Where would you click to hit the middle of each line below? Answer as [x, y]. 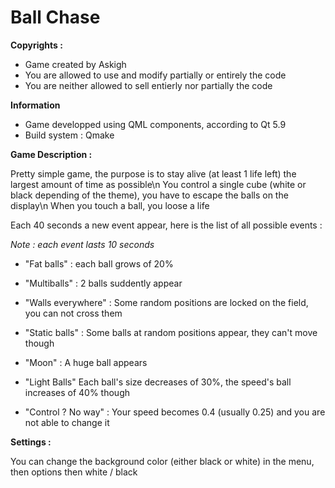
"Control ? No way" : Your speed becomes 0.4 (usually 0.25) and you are [175, 412]
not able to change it [67, 422]
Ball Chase [55, 17]
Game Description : [51, 154]
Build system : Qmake [69, 135]
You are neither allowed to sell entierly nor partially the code [148, 85]
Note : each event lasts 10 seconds [82, 244]
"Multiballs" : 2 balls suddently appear [103, 283]
